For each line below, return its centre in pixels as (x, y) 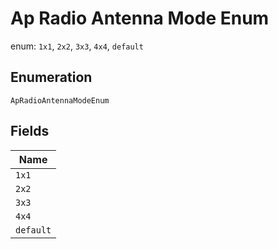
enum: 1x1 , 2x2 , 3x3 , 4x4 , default (77, 46)
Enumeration (51, 77)
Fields (30, 131)
